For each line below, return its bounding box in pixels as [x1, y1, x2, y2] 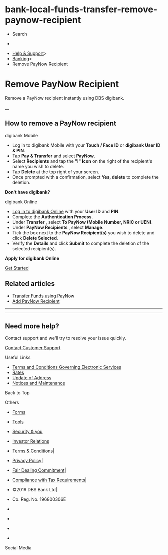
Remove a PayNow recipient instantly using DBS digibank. [5, 95, 125, 101]
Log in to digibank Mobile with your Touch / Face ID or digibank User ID [12, 142, 161, 148]
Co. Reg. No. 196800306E [12, 496, 66, 502]
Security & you [12, 429, 43, 435]
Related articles [5, 279, 55, 288]
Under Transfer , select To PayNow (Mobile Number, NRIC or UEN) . [12, 219, 153, 225]
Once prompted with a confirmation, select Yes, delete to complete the [12, 174, 159, 180]
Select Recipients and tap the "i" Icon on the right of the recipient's [12, 158, 152, 164]
